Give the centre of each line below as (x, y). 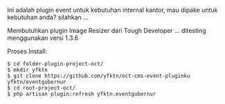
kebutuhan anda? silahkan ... (48, 17)
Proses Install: (27, 51)
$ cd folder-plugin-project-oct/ (55, 64)
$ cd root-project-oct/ (42, 88)
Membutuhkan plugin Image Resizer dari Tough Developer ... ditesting (107, 31)
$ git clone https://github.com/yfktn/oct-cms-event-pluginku (99, 76)
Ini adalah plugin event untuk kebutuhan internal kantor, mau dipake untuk (112, 10)
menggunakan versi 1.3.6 (43, 38)
